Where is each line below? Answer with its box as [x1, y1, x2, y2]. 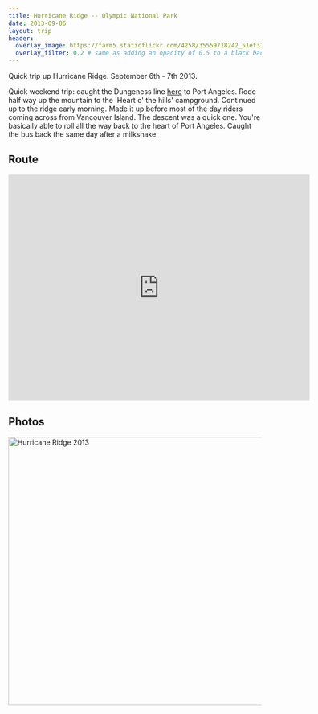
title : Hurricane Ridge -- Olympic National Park [8, 11, 178, 20]
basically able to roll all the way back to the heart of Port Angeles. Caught [8, 121, 251, 130]
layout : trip [8, 27, 52, 35]
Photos [8, 415, 45, 429]
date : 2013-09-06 [8, 19, 67, 27]
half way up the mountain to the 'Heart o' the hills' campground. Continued [8, 96, 256, 105]
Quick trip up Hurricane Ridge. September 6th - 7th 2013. [8, 72, 198, 80]
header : [8, 34, 35, 43]
